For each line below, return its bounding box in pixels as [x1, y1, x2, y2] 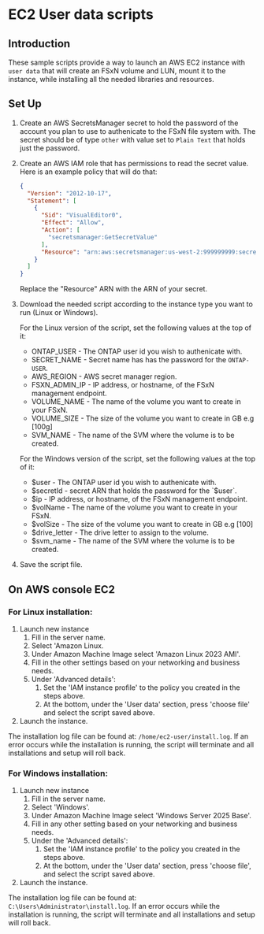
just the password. [19, 143, 80, 153]
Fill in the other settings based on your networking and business [31, 658, 240, 667]
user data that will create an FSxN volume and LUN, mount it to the [8, 66, 226, 76]
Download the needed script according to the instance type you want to [19, 299, 254, 309]
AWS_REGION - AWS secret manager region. [31, 372, 177, 381]
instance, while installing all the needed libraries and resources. [8, 75, 214, 83]
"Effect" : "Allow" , [40, 219, 105, 227]
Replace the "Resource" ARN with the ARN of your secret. [19, 284, 207, 294]
